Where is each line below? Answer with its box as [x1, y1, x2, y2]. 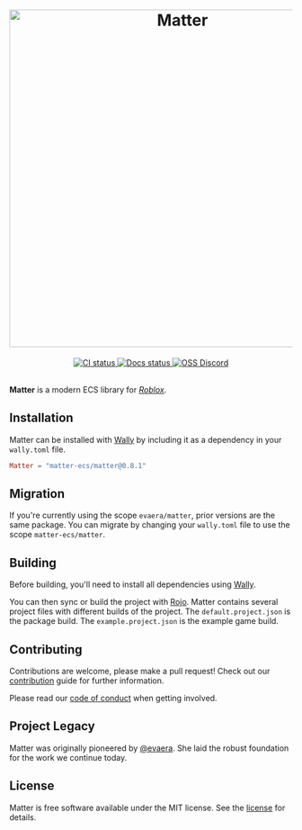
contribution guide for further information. [9, 675, 164, 686]
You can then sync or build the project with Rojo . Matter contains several [9, 597, 279, 608]
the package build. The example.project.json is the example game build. [9, 616, 279, 627]
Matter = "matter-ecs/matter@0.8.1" [9, 461, 147, 470]
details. [9, 811, 37, 823]
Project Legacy [9, 718, 96, 734]
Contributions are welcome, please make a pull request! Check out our [9, 666, 271, 677]
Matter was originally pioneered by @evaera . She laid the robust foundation [9, 743, 289, 753]
